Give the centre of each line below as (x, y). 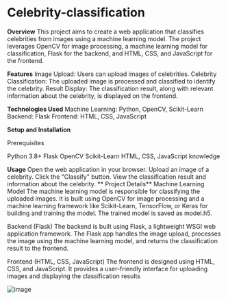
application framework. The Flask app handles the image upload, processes (114, 234)
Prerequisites (26, 142)
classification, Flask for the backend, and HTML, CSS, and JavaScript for (110, 53)
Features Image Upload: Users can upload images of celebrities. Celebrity (112, 74)
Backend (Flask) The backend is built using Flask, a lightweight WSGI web (112, 226)
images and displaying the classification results (74, 276)
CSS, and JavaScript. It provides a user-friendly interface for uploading (107, 268)
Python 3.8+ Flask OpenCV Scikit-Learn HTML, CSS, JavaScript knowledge (114, 156)
